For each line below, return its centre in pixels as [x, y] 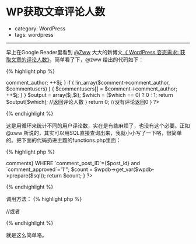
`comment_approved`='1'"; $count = [50, 169]
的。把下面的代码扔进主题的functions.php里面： [64, 140]
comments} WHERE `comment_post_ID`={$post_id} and [73, 163]
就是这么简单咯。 [27, 235]
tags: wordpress [34, 34]
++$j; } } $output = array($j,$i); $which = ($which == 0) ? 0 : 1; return [90, 95]
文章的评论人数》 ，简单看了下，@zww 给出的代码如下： [77, 60]
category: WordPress [40, 28]
